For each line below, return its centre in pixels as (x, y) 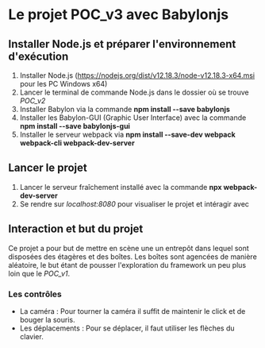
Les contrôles (35, 294)
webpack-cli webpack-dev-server (77, 143)
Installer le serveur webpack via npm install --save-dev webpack (127, 134)
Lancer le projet (48, 168)
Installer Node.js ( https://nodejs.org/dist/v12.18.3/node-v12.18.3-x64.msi (137, 75)
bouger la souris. (47, 319)
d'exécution (38, 56)
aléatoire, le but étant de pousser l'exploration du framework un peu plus (127, 265)
